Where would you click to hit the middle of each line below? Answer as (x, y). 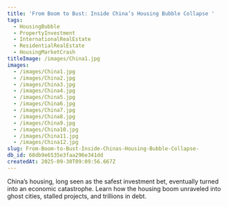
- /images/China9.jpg (45, 123)
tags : (15, 20)
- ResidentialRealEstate (49, 46)
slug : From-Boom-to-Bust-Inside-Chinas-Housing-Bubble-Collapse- (103, 149)
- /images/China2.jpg (45, 78)
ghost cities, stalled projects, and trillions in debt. (77, 196)
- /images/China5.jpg (45, 98)
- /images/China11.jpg (46, 136)
